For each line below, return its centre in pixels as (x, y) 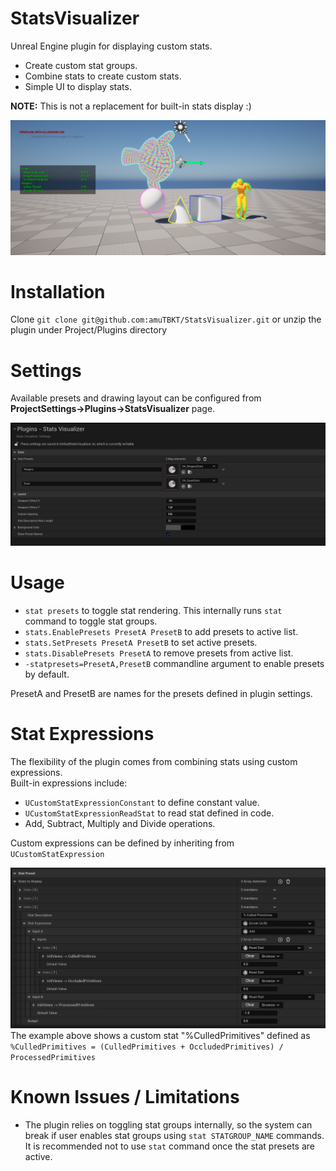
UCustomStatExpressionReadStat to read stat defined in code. (149, 813)
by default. (47, 674)
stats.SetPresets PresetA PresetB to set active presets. (141, 643)
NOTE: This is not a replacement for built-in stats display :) (131, 106)
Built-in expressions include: (69, 783)
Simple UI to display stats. (78, 86)
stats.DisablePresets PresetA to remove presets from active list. (159, 653)
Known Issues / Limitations (125, 1096)
